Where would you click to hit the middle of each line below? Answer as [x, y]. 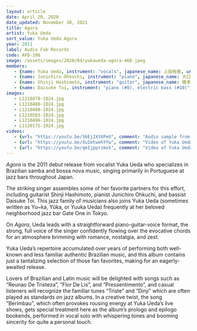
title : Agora [22, 28]
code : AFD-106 [23, 55]
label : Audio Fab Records [38, 50]
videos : [16, 132]
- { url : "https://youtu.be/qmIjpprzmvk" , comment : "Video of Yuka [97, 148]
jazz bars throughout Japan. [40, 177]
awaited [16, 267]
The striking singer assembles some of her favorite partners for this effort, [96, 188]
